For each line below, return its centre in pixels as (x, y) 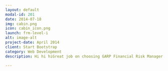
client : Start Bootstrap (31, 47)
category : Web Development (33, 51)
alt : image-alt (21, 38)
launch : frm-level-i (27, 33)
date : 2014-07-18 (23, 19)
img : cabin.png (21, 24)
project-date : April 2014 (32, 42)
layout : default (22, 10)
